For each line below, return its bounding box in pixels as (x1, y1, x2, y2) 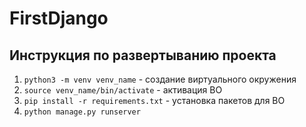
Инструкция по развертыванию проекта (9, 47, 277, 64)
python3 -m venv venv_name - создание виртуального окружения (23, 73, 297, 85)
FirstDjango (9, 7, 109, 30)
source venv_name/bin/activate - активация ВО (23, 84, 223, 96)
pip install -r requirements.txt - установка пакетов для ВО (23, 95, 286, 106)
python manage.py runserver (23, 107, 141, 117)
